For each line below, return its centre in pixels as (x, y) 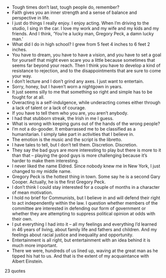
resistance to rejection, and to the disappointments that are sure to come (86, 71)
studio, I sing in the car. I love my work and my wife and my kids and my (85, 28)
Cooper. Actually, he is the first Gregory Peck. (59, 182)
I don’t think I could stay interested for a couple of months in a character (86, 187)
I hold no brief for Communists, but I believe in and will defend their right (86, 198)
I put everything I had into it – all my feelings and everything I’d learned (84, 224)
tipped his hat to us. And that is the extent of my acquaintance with (81, 256)
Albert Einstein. (27, 261)
